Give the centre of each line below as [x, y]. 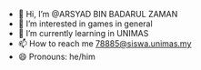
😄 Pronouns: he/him [56, 56]
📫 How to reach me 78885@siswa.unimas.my [105, 44]
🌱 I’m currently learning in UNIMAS [83, 33]
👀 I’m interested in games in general [85, 24]
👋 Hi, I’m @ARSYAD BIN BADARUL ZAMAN [98, 14]
